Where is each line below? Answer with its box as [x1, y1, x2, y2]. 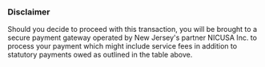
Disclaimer [7, 6, 50, 18]
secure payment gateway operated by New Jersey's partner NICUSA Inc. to [7, 33, 258, 42]
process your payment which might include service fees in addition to [7, 41, 238, 51]
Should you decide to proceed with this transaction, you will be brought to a [7, 25, 258, 34]
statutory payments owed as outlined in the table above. [7, 50, 193, 60]
